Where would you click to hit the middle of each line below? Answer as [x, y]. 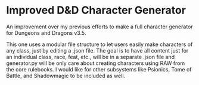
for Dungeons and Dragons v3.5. [46, 32]
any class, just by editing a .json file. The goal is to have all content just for [97, 50]
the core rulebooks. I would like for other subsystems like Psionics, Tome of [99, 69]
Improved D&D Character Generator [96, 10]
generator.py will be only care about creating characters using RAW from [96, 63]
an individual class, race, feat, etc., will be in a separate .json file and [90, 57]
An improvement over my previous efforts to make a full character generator [100, 27]
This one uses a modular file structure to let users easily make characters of [99, 44]
